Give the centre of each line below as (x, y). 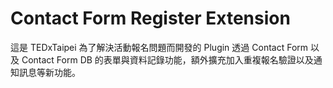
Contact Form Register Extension (150, 18)
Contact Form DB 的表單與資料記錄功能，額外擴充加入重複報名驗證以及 (167, 59)
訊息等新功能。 (49, 72)
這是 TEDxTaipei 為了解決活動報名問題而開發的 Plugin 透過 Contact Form (159, 47)
